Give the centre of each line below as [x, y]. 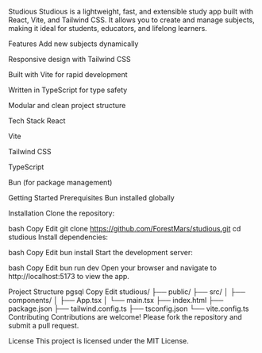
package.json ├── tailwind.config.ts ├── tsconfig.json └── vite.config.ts [129, 308]
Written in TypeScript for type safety [68, 90]
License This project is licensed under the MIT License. [98, 341]
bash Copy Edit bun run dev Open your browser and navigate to [112, 268]
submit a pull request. [44, 326]
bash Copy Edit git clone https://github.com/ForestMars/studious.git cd [125, 229]
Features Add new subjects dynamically [73, 44]
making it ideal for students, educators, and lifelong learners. [108, 28]
